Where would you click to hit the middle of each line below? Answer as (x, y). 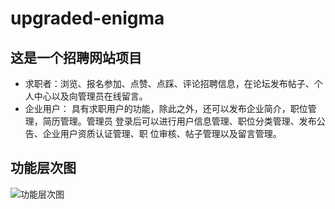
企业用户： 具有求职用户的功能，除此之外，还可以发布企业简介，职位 (166, 108)
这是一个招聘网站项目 (76, 57)
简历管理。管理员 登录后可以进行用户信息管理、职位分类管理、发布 (179, 121)
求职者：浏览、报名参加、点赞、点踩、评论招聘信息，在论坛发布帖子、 (169, 83)
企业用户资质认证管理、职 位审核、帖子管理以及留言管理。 (162, 133)
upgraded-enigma (87, 18)
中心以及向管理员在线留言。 (90, 96)
